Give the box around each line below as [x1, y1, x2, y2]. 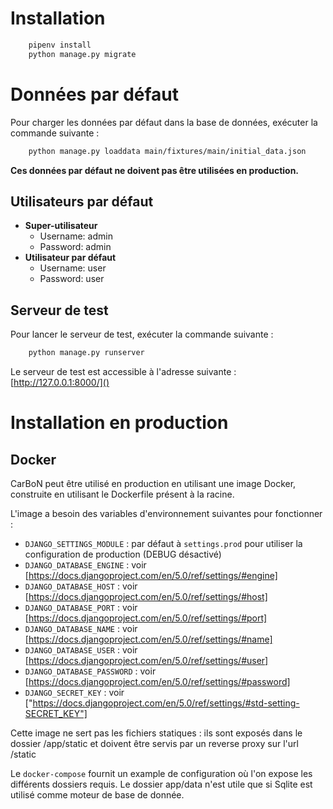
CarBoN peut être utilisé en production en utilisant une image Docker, [10, 478, 297, 489]
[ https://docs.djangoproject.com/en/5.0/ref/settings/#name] [24, 633, 273, 645]
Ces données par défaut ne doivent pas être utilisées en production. [10, 164, 300, 176]
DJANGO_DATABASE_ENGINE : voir [24, 559, 147, 571]
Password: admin [39, 241, 112, 253]
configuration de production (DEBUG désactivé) [24, 548, 222, 560]
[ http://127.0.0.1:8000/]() [10, 377, 110, 388]
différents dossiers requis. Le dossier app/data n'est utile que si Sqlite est [10, 778, 313, 790]
